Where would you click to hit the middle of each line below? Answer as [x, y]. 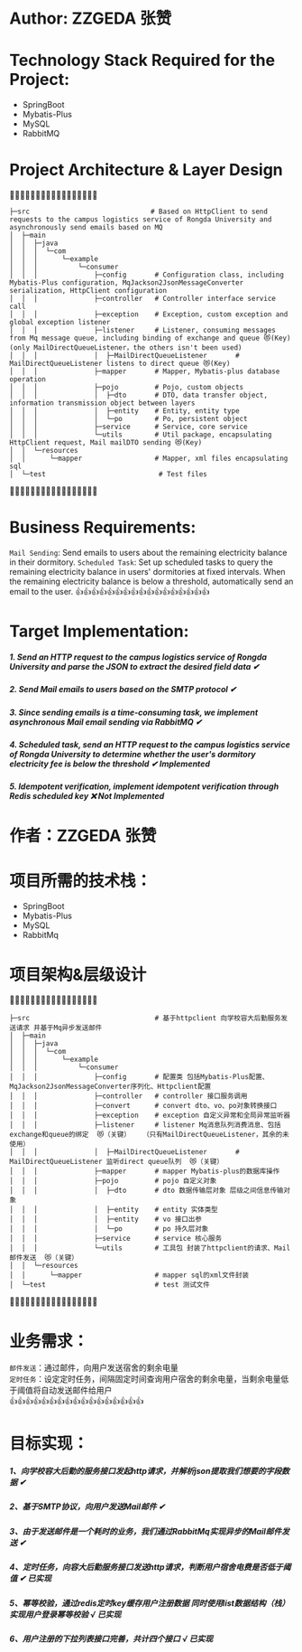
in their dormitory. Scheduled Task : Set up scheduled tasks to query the [141, 562]
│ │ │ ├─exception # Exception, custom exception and [149, 314]
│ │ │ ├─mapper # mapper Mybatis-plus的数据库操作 [145, 1171]
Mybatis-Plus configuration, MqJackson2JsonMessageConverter [127, 283]
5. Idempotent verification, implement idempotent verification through [144, 786]
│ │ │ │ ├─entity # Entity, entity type [125, 411]
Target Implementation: [99, 631]
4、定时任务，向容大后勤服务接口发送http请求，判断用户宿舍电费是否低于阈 [150, 1567]
